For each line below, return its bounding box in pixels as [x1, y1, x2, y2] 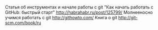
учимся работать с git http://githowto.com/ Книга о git [5, 15, 118, 20]
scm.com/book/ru [5, 20, 42, 26]
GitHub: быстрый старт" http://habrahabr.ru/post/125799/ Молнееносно [5, 9, 153, 15]
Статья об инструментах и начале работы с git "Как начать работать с [5, 4, 154, 10]
